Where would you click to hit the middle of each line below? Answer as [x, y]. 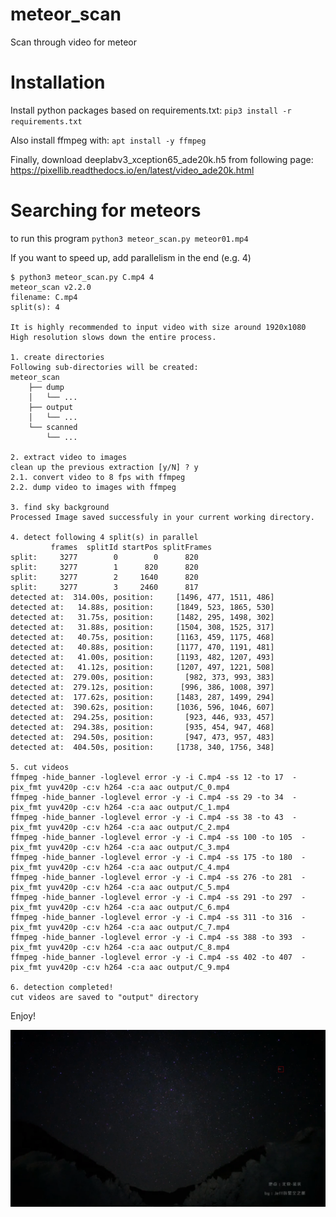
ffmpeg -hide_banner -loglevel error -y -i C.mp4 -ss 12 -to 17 [147, 777]
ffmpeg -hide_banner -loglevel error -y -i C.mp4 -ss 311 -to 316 [151, 917]
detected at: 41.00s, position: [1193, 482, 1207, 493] [142, 657]
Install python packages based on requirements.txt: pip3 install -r [151, 110]
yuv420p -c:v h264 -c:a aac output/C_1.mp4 [138, 807]
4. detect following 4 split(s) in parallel [104, 537]
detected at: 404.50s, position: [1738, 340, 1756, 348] [142, 747]
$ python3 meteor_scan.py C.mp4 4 [82, 277]
